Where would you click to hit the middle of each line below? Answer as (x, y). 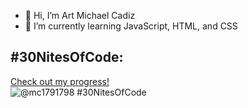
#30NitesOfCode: (67, 57)
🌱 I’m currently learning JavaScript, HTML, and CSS (131, 26)
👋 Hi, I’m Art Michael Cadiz (80, 15)
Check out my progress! (60, 81)
